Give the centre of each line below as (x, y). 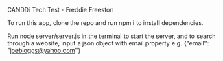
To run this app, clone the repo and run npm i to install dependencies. (105, 23)
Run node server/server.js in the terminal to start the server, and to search (111, 36)
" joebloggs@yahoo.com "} (44, 50)
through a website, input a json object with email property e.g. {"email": (108, 43)
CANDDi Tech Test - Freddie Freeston (60, 10)
